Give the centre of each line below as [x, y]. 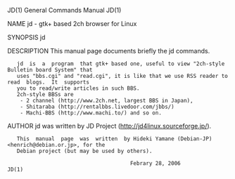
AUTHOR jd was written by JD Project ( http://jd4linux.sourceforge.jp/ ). [109, 126]
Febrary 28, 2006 [155, 164]
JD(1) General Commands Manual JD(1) [64, 10]
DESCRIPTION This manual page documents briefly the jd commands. [109, 51]
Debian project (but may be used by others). [84, 151]
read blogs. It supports [49, 82]
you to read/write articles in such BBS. [78, 88]
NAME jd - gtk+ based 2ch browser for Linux [72, 24]
